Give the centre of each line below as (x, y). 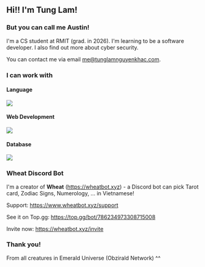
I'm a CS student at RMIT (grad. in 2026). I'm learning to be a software (95, 41)
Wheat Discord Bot (35, 173)
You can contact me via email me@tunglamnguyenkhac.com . (84, 59)
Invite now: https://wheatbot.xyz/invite (55, 228)
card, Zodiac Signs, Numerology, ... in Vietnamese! (70, 193)
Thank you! (24, 244)
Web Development (31, 117)
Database (19, 144)
